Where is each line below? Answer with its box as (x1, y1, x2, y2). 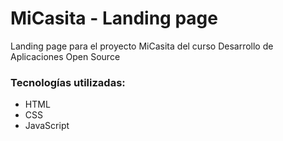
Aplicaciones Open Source (10, 50, 121, 62)
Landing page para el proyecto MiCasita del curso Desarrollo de (10, 40, 274, 52)
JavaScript (24, 120, 70, 132)
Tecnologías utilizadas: (10, 75, 126, 89)
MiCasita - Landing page (10, 7, 218, 30)
